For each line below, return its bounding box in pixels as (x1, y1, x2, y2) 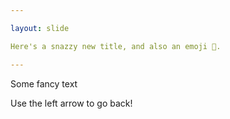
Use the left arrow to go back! (10, 97, 133, 109)
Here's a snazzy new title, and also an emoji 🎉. (10, 41, 222, 51)
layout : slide (10, 23, 70, 33)
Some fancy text (10, 77, 78, 90)
